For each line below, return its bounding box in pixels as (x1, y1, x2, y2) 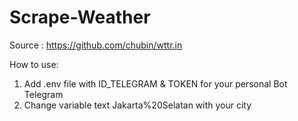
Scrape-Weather (9, 6, 151, 29)
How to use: (9, 58, 59, 70)
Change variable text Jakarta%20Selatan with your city (23, 99, 252, 111)
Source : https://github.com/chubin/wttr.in (9, 39, 183, 51)
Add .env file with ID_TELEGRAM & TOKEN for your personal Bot (23, 77, 288, 90)
